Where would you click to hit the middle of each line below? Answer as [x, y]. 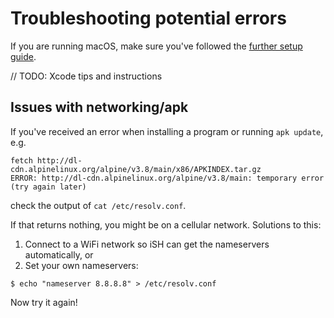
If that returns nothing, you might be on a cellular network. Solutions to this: [166, 224]
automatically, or [59, 254]
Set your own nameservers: [81, 265]
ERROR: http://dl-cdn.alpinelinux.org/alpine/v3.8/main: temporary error [167, 178]
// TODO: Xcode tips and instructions [86, 76]
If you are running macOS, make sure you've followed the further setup [156, 46]
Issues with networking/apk [99, 107]
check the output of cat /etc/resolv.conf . [98, 205]
